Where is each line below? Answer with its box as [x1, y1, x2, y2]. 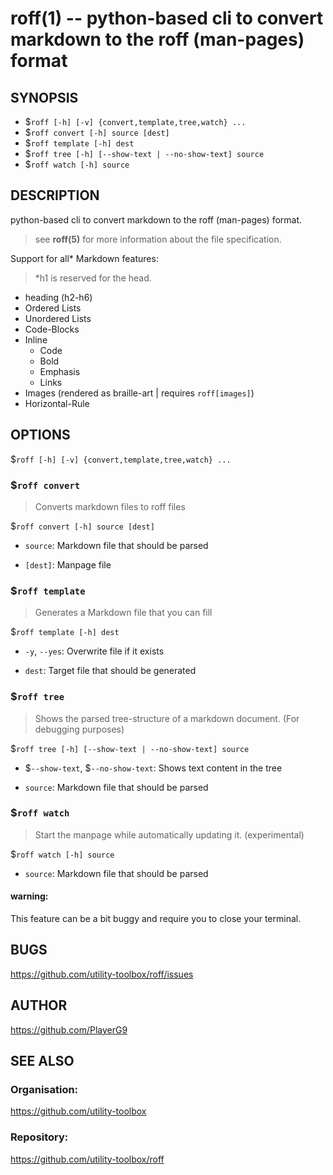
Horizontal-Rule [24, 397, 90, 409]
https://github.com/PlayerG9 [10, 1023, 128, 1036]
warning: [10, 890, 49, 902]
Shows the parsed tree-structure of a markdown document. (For [34, 712, 300, 724]
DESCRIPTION [10, 187, 100, 204]
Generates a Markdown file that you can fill [34, 607, 213, 619]
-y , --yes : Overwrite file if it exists [24, 645, 165, 657]
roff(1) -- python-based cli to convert [10, 7, 324, 30]
